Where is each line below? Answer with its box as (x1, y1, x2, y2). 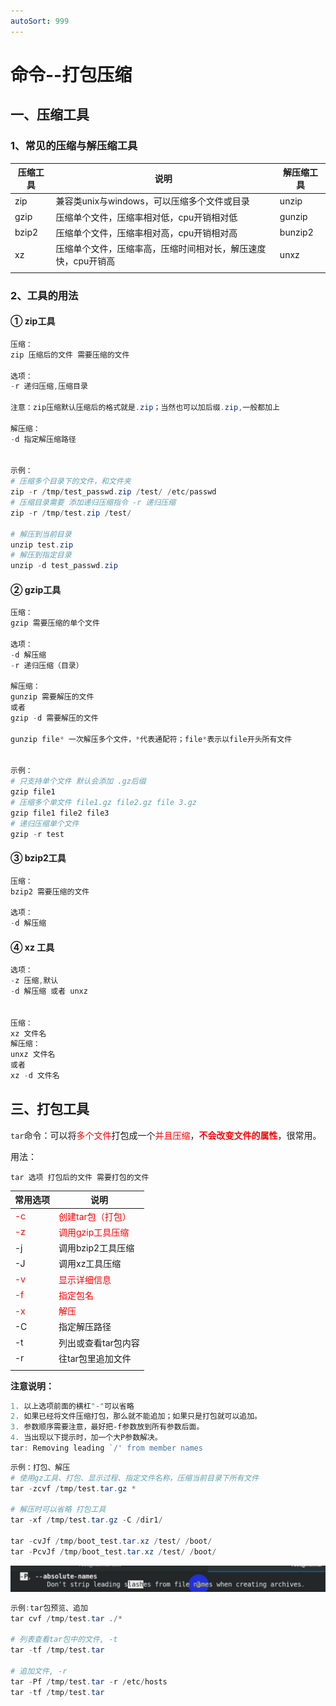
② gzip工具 (10, 583, 62, 595)
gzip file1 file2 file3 (10, 808, 110, 818)
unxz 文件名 (10, 1050, 56, 1060)
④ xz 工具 (10, 941, 55, 953)
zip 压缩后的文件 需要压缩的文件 (10, 350, 130, 360)
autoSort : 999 (10, 16, 70, 26)
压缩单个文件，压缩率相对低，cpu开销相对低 (55, 211, 238, 223)
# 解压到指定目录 (10, 550, 72, 560)
